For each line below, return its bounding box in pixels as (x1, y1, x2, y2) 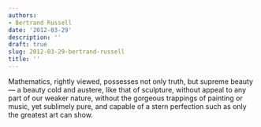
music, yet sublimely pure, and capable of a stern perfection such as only (8, 101, 247, 111)
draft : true (8, 41, 47, 49)
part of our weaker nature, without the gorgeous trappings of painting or (8, 93, 243, 103)
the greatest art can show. (8, 110, 93, 119)
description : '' (8, 33, 62, 42)
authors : (8, 11, 37, 20)
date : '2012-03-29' (8, 26, 73, 34)
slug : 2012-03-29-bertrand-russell (8, 48, 125, 56)
